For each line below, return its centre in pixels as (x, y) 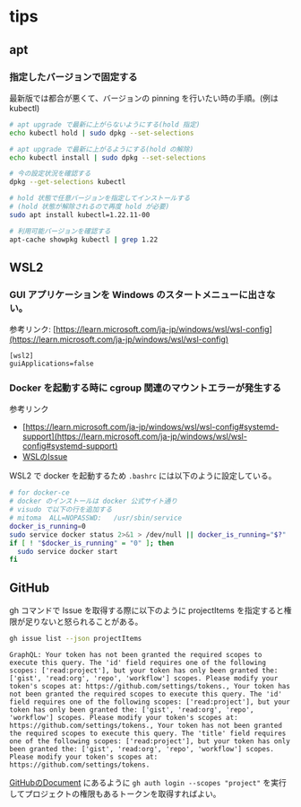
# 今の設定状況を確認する (50, 174)
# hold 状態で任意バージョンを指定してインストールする (100, 198)
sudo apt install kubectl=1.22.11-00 (80, 215)
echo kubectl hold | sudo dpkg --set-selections (102, 133)
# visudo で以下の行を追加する (61, 510)
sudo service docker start (68, 551)
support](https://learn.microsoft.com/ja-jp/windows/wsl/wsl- (135, 436)
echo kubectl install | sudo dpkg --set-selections (107, 158)
